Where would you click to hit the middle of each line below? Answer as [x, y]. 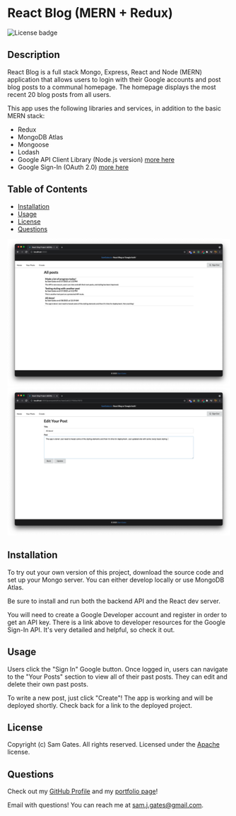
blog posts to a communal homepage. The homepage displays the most [112, 87]
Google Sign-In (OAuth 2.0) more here [73, 167]
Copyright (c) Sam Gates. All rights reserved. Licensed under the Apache [114, 745]
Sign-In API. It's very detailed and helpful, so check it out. [91, 630]
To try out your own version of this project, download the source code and [116, 572]
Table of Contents [48, 189]
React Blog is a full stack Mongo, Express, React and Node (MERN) [105, 71]
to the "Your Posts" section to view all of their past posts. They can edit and [117, 677]
